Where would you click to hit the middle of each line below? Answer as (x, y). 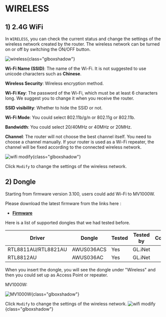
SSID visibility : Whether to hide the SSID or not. (54, 108)
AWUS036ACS (89, 249)
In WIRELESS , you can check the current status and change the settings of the (83, 39)
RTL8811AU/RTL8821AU (38, 249)
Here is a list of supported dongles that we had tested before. (68, 222)
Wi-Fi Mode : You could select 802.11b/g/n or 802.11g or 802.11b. (70, 117)
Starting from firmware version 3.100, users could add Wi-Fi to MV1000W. (80, 194)
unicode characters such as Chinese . (43, 74)
